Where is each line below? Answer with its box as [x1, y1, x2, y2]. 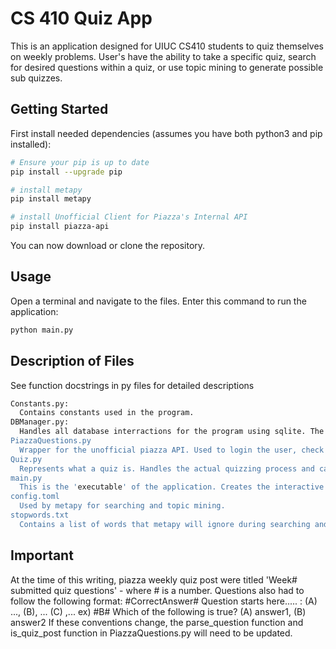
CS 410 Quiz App [10, 7, 153, 30]
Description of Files [10, 353, 135, 370]
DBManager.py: [10, 417, 70, 427]
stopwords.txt [10, 510, 70, 520]
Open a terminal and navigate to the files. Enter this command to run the [10, 295, 307, 307]
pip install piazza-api [10, 222, 110, 232]
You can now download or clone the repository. [10, 240, 206, 251]
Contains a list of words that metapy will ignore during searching [19, 519, 311, 529]
